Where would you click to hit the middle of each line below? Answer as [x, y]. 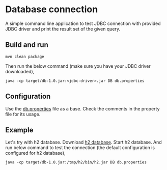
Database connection [52, 9]
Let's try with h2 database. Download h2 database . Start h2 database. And [83, 142]
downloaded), [20, 71]
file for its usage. [23, 114]
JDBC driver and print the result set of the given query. [63, 29]
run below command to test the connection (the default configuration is [80, 148]
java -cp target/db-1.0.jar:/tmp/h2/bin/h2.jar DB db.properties [76, 162]
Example [19, 130]
